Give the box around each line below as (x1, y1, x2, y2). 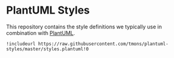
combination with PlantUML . (6, 29, 75, 36)
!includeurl (6, 41, 36, 47)
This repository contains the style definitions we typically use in (6, 23, 162, 30)
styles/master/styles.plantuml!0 (6, 46, 89, 52)
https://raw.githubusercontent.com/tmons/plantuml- (37, 41, 169, 47)
